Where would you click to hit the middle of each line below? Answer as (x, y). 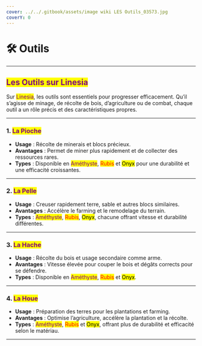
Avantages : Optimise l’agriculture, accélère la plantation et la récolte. (101, 318)
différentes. (29, 223)
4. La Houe (22, 298)
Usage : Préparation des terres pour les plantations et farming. (92, 312)
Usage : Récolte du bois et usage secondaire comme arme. (88, 258)
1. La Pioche (24, 131)
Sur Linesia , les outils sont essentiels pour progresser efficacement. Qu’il (97, 97)
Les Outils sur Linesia (47, 82)
